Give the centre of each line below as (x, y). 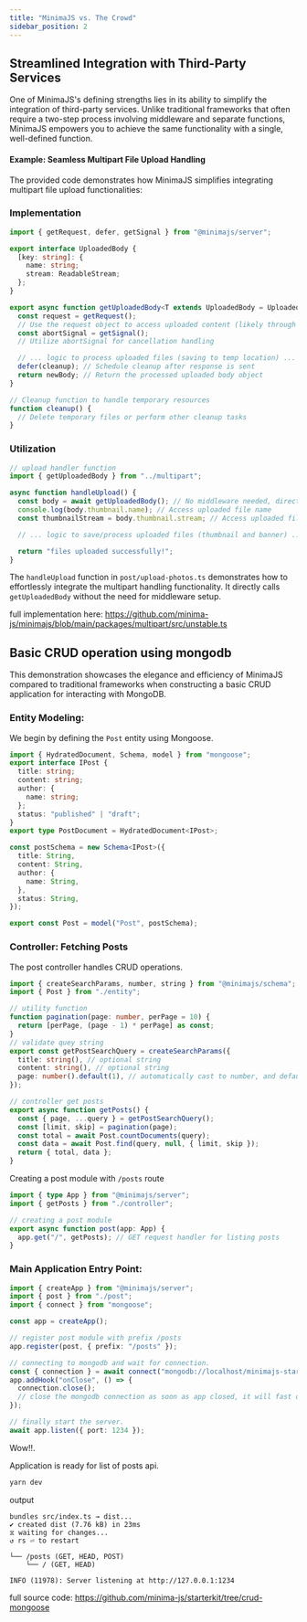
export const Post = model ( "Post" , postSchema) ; (104, 924)
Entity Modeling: (47, 718)
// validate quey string (57, 1043)
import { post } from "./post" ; (71, 1297)
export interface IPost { (58, 763)
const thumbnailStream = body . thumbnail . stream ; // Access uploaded (151, 518)
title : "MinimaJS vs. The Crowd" (73, 18)
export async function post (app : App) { (88, 1229)
